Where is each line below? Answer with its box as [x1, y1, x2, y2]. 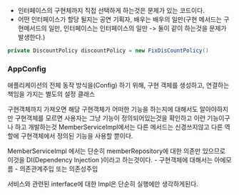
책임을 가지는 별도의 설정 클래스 [7, 90, 96, 98]
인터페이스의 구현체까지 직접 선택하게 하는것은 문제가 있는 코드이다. [17, 6, 205, 14]
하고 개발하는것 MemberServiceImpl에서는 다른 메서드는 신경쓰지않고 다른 [14, 123, 223, 132]
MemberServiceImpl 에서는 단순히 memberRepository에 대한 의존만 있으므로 [7, 147, 226, 155]
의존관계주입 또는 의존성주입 [19, 164, 98, 173]
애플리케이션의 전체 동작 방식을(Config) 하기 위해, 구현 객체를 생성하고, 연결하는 [7, 81, 230, 90]
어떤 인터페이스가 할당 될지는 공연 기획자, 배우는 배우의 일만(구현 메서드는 [17, 15, 223, 23]
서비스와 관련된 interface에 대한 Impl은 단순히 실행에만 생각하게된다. [7, 180, 198, 189]
